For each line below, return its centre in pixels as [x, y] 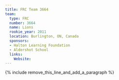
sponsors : [19, 41]
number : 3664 [22, 23]
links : [16, 54]
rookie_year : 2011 [28, 32]
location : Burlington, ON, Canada [44, 37]
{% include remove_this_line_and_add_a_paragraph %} [60, 72]
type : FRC [19, 18]
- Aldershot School [29, 50]
